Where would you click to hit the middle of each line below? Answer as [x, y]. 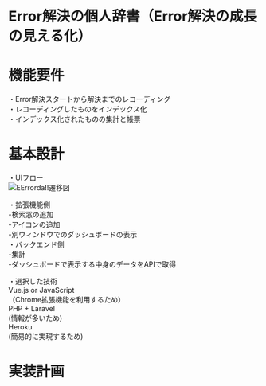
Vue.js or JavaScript [41, 290]
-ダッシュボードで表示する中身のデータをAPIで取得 [92, 264]
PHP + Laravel [32, 309]
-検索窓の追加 [31, 215]
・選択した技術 [33, 281]
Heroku [20, 327]
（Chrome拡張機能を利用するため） [67, 300]
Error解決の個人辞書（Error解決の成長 [133, 16]
